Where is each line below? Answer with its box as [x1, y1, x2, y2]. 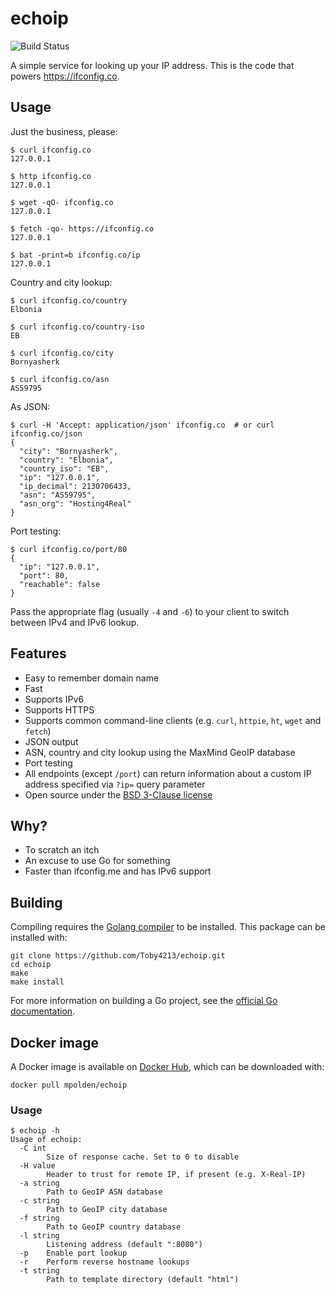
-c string [19, 1196, 60, 1206]
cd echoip [10, 960, 52, 970]
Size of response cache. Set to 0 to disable [46, 1152, 240, 1162]
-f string [19, 1213, 60, 1224]
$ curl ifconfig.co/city [10, 348, 114, 358]
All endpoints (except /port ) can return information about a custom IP [24, 767, 312, 779]
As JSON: [10, 400, 51, 412]
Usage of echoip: [10, 1135, 83, 1145]
